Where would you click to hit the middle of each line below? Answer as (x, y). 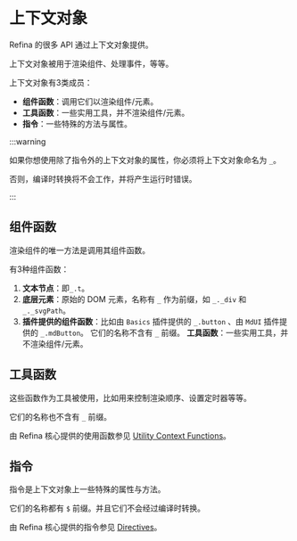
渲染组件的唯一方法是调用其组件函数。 (79, 250)
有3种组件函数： (39, 269)
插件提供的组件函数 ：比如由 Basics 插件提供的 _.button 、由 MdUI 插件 (151, 321)
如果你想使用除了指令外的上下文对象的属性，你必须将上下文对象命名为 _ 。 (145, 160)
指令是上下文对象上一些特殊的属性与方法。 (87, 489)
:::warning (28, 141)
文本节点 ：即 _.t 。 (56, 288)
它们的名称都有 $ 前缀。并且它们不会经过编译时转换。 (107, 508)
